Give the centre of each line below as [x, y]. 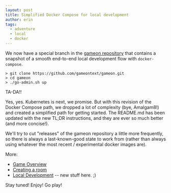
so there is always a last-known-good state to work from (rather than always [86, 139]
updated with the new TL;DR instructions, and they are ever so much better [84, 118]
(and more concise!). [27, 123]
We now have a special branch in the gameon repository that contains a [81, 53]
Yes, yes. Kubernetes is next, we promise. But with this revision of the [78, 102]
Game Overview [30, 164]
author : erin [19, 19]
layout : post [19, 10]
